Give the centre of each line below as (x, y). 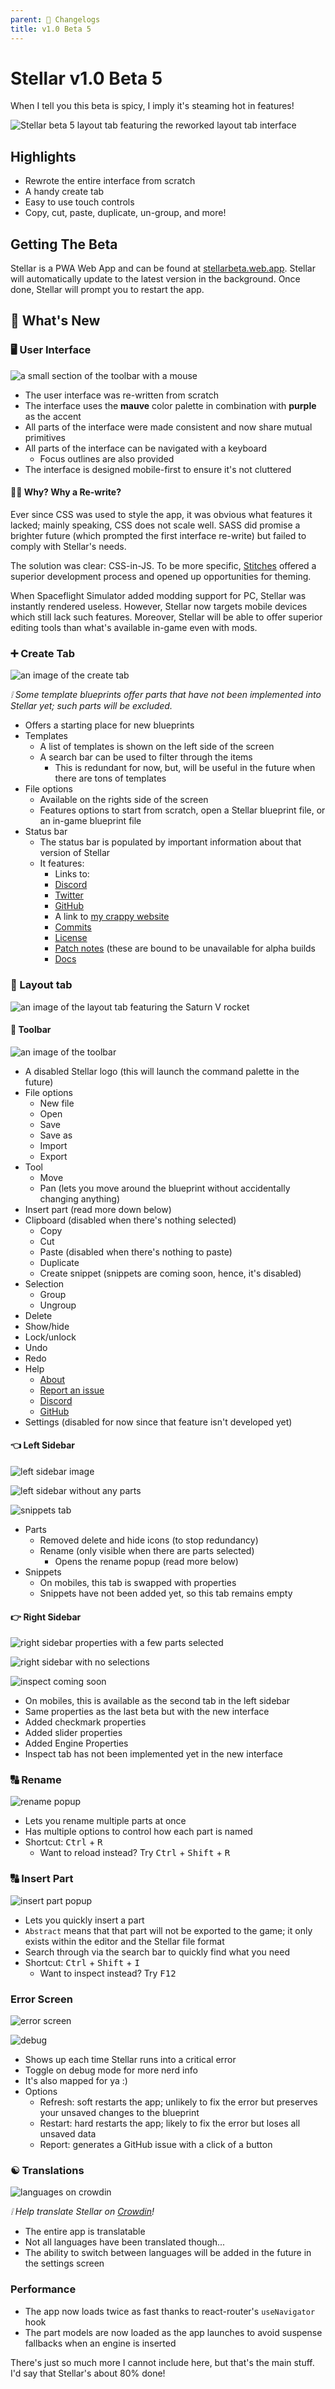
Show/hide (47, 1326)
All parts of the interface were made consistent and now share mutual (168, 427)
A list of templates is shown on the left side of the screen (157, 747)
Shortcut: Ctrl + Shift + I (82, 1962)
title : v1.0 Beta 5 (51, 29)
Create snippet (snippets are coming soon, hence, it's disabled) (170, 1273)
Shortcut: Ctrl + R (63, 1842)
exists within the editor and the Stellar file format (124, 1941)
